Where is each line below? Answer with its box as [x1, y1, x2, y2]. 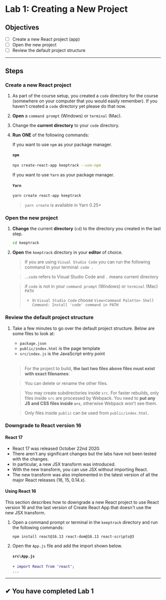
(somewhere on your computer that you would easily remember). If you [12, 98, 158, 104]
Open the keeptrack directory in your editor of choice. [12, 250, 123, 256]
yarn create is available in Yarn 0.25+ [24, 202, 102, 208]
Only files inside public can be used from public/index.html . [24, 410, 149, 416]
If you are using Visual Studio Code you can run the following [24, 259, 151, 265]
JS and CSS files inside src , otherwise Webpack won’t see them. [24, 400, 158, 406]
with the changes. [12, 456, 49, 462]
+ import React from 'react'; [12, 564, 75, 569]
